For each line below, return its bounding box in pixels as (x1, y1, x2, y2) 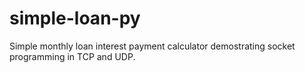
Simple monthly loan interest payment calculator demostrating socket (9, 40, 296, 52)
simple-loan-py (9, 7, 141, 30)
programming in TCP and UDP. (9, 50, 136, 62)
